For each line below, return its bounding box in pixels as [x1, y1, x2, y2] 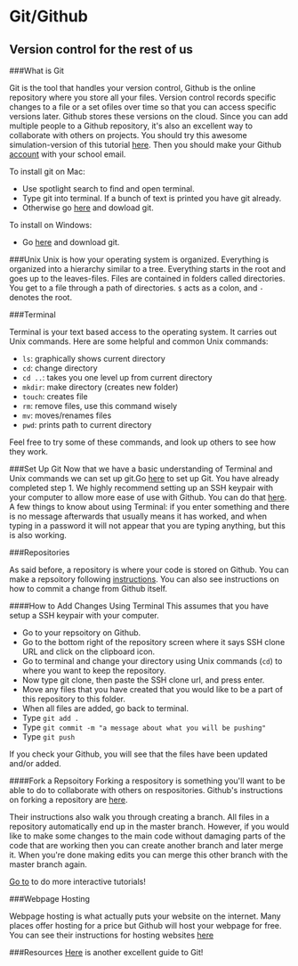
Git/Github [9, 6, 89, 27]
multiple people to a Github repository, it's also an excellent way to [9, 120, 254, 131]
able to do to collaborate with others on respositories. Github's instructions [9, 785, 283, 795]
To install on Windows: [9, 220, 93, 230]
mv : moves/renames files [21, 410, 112, 421]
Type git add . [21, 713, 79, 723]
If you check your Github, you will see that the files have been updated [9, 749, 269, 759]
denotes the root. [9, 292, 73, 302]
